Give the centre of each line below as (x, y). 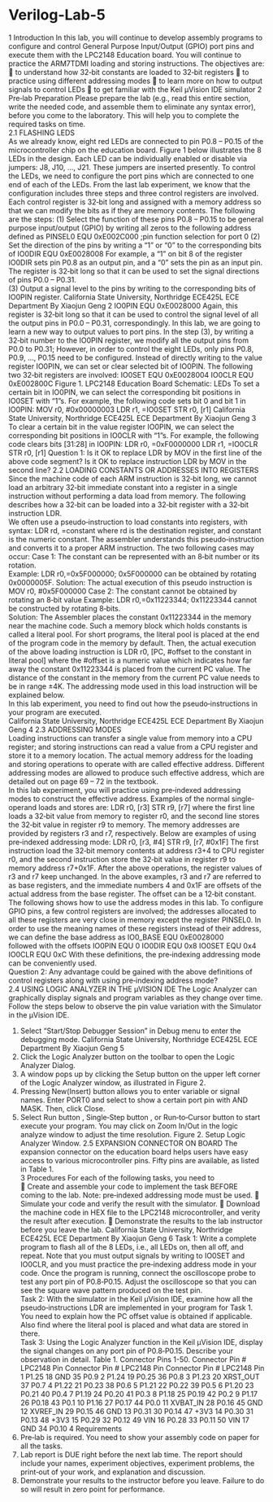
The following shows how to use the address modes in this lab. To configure (136, 902)
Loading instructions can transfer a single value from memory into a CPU (130, 738)
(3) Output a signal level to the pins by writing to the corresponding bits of (132, 288)
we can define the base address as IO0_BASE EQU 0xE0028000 (116, 937)
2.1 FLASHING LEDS (42, 133)
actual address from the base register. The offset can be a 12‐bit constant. (132, 894)
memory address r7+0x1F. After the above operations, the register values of (135, 868)
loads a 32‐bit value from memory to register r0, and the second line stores (134, 816)
